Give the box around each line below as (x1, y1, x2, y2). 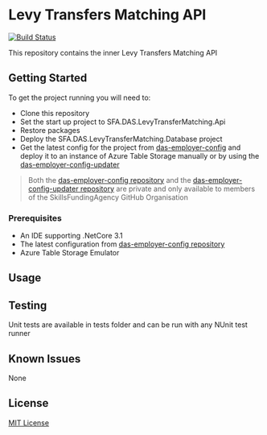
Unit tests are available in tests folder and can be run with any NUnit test (8, 320, 248, 329)
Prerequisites (8, 212, 62, 223)
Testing (8, 298, 47, 312)
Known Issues (8, 352, 81, 366)
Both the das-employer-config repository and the (27, 175, 191, 184)
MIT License (8, 417, 50, 428)
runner (8, 329, 31, 338)
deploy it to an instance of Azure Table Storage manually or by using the (19, 151, 260, 160)
